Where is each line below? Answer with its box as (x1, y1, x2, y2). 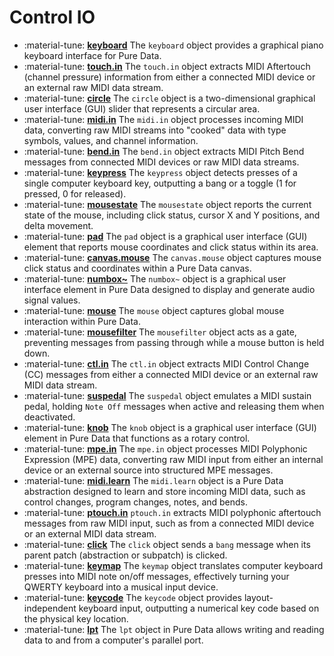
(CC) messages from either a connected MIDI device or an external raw (23, 368, 319, 380)
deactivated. (23, 411, 76, 423)
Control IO (9, 6, 96, 29)
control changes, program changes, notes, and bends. (23, 496, 249, 508)
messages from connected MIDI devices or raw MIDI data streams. (23, 156, 300, 168)
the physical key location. (23, 612, 129, 625)
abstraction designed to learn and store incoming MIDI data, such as (23, 485, 306, 497)
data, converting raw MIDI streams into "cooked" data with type (23, 124, 287, 136)
